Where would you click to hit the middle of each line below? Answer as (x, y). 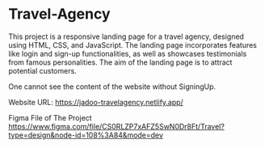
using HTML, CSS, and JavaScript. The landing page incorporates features (132, 44)
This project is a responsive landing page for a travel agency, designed (126, 36)
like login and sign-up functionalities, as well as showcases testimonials (128, 53)
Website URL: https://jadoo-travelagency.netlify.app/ (96, 102)
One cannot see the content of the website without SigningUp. (112, 87)
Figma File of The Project (50, 117)
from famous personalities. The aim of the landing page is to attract (120, 62)
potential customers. (42, 70)
